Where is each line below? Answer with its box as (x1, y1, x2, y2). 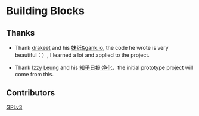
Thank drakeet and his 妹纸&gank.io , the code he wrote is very (14, 44, 169, 51)
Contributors (6, 88, 55, 98)
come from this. (14, 71, 54, 78)
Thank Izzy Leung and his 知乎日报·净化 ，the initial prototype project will (14, 64, 194, 71)
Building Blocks (6, 4, 85, 18)
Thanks (6, 28, 35, 38)
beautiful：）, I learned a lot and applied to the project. (14, 51, 150, 59)
